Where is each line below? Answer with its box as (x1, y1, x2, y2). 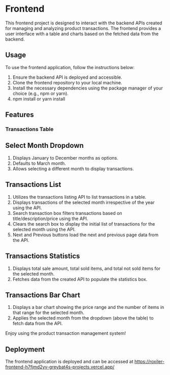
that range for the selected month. (12, 309, 85, 316)
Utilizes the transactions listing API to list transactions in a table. (12, 194, 147, 200)
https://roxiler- (134, 359, 165, 365)
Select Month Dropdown (5, 141, 84, 150)
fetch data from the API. (12, 321, 63, 327)
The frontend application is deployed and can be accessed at (5, 359, 133, 365)
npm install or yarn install (12, 96, 65, 102)
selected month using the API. (12, 226, 76, 232)
